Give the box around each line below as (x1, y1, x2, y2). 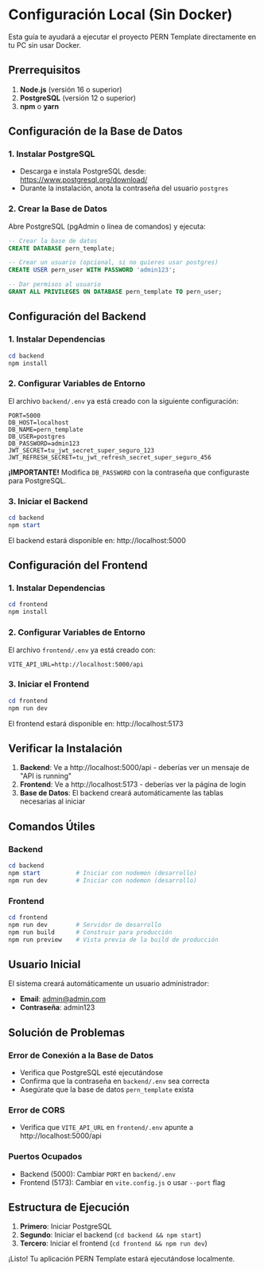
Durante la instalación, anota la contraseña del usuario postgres (19, 183, 229, 193)
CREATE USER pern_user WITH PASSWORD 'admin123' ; (8, 266, 177, 274)
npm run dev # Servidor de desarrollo (8, 921, 161, 929)
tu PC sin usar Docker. (8, 40, 82, 49)
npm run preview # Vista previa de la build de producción (8, 936, 219, 944)
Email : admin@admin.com (19, 994, 106, 1004)
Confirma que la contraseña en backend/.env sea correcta (19, 1076, 210, 1085)
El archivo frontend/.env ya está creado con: (8, 645, 156, 655)
